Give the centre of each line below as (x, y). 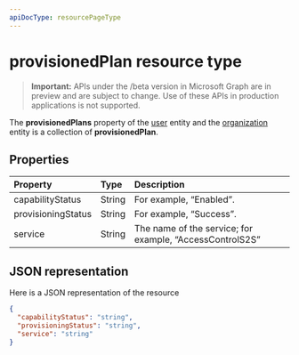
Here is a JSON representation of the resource (94, 293)
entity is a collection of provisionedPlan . (84, 132)
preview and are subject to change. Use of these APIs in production (155, 95)
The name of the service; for (194, 229)
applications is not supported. (85, 105)
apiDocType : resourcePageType (65, 17)
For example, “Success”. (186, 214)
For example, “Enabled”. (185, 199)
